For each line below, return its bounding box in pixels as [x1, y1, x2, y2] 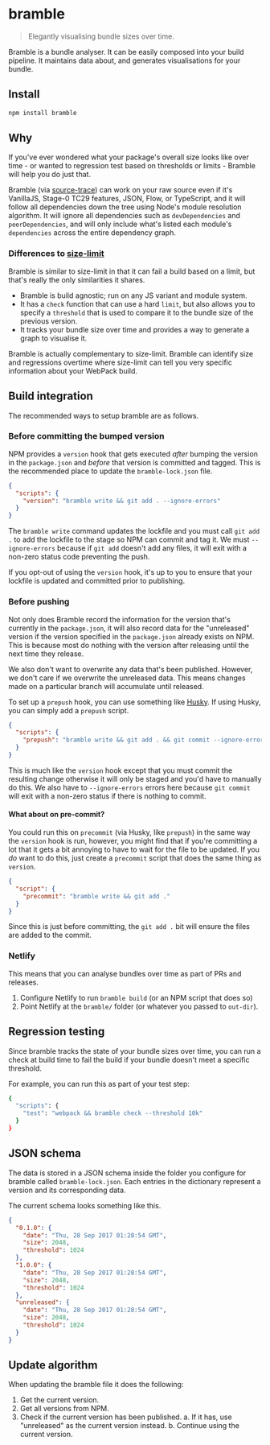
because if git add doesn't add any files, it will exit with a [57, 543, 247, 553]
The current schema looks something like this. [8, 1200, 162, 1210]
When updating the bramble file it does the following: [8, 1380, 184, 1389]
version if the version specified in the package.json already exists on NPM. [8, 631, 255, 641]
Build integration [8, 390, 94, 403]
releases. [8, 977, 39, 987]
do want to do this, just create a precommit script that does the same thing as [8, 853, 262, 863]
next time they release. [8, 649, 84, 659]
